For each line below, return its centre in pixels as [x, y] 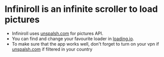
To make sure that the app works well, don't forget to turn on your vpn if [85, 44]
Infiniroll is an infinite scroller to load [81, 9]
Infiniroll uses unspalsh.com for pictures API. [57, 33]
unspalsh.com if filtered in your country [52, 49]
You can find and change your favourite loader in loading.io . [73, 39]
